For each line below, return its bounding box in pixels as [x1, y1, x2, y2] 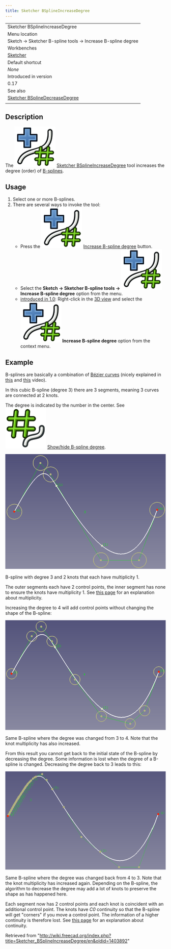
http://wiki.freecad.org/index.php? [39, 932, 111, 938]
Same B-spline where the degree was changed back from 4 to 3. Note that [5, 875, 162, 881]
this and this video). [5, 377, 47, 383]
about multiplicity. [5, 594, 43, 601]
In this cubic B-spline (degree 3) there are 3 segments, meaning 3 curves [5, 387, 159, 393]
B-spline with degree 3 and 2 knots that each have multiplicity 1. [5, 574, 140, 580]
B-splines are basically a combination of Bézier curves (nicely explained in [5, 371, 161, 378]
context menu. [20, 343, 51, 349]
